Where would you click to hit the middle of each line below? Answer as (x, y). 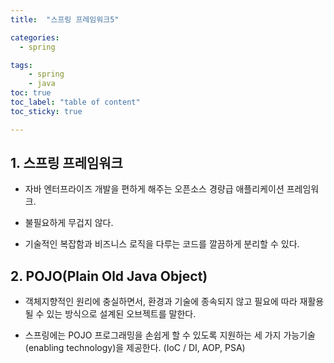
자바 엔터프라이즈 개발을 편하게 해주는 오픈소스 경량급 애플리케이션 (154, 189)
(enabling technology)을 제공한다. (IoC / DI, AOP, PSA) (135, 348)
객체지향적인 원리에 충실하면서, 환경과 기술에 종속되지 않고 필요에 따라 (161, 302)
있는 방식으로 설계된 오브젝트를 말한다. (121, 314)
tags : (21, 65)
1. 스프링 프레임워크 (66, 163)
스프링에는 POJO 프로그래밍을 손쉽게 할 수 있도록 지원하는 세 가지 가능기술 (170, 335)
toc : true (31, 93)
